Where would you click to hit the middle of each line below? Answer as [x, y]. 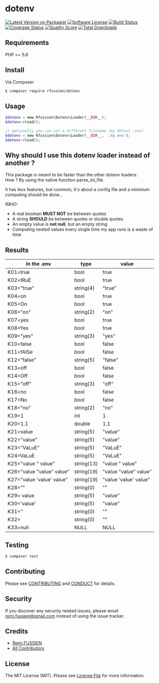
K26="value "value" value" [39, 472]
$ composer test [22, 556]
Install [15, 70]
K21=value [20, 432]
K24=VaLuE [21, 456]
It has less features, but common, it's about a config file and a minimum [77, 190]
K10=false [20, 344]
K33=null [18, 527]
